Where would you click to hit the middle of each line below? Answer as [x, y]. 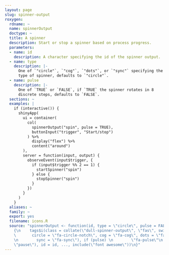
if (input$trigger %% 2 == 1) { [66, 165]
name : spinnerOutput [31, 29]
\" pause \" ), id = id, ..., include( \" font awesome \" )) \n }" [77, 245]
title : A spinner [27, 38]
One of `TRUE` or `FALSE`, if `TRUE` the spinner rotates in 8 [86, 90]
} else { [41, 174]
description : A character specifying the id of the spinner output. [87, 57]
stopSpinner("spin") [58, 179]
